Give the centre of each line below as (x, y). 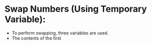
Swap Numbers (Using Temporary (76, 9)
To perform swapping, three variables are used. (60, 33)
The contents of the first (36, 38)
